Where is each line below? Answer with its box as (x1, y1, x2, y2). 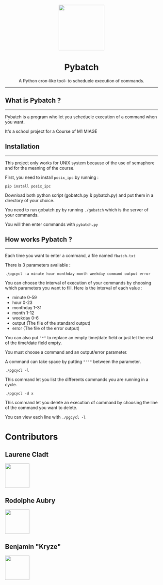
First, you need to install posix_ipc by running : (5, 174, 99, 180)
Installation (5, 142, 40, 151)
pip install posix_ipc (5, 184, 51, 189)
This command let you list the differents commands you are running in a (5, 377, 149, 382)
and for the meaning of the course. (5, 165, 75, 171)
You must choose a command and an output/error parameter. (5, 349, 128, 355)
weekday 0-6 (12, 315, 39, 321)
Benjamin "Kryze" (5, 542, 61, 551)
